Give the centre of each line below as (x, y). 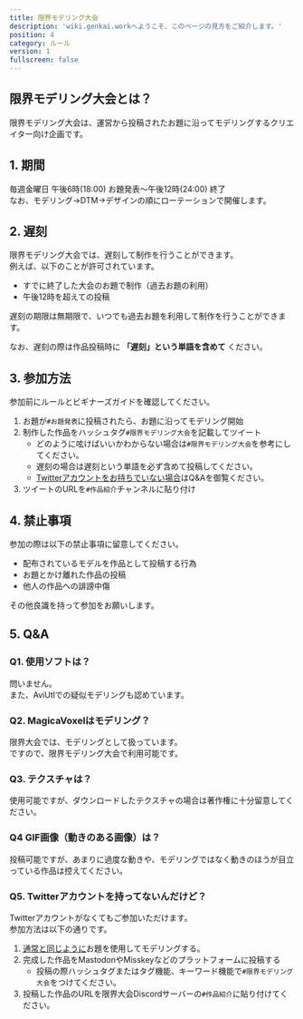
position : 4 (32, 34)
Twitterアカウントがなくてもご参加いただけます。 (101, 917)
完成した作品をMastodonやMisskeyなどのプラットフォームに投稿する (151, 959)
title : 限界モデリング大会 (54, 18)
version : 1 (30, 52)
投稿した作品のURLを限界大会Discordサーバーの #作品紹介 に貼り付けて (151, 994)
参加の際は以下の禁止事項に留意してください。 (96, 544)
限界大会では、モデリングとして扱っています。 (96, 742)
